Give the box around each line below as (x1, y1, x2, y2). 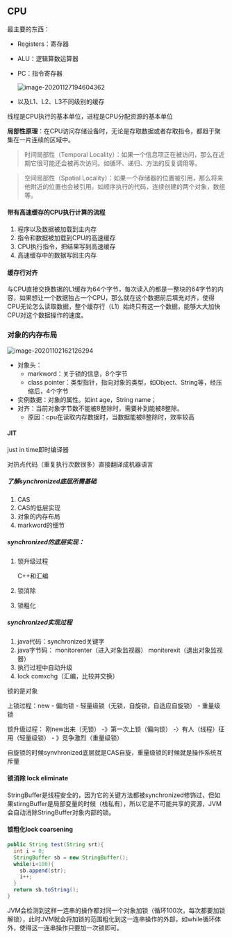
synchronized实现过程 (7, 618, 73, 627)
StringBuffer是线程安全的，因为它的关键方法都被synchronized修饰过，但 (7, 791, 215, 799)
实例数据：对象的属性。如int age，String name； (17, 395, 158, 403)
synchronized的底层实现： (7, 538, 85, 546)
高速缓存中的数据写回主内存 (17, 251, 97, 260)
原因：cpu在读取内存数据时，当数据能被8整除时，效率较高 (27, 412, 195, 421)
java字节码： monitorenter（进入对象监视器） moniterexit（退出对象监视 (17, 646, 224, 654)
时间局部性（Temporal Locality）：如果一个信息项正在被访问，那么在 (24, 150, 219, 158)
